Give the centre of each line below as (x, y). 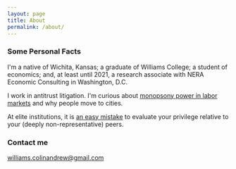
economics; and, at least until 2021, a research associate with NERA (106, 74)
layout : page (26, 14)
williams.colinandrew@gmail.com (56, 157)
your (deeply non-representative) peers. (66, 124)
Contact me (28, 142)
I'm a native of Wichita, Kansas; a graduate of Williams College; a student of (117, 67)
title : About (26, 20)
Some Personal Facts (44, 51)
